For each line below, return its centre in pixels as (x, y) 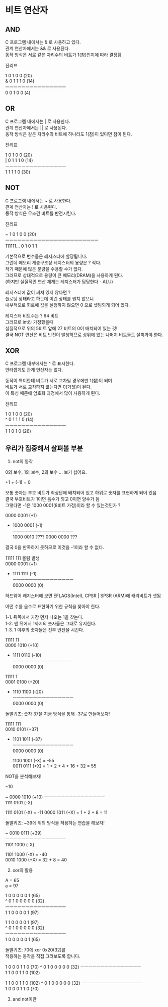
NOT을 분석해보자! (23, 776)
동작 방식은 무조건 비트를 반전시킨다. (41, 213)
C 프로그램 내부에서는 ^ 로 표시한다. (40, 363)
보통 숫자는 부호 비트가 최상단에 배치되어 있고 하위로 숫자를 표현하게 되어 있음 (81, 493)
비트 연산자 (27, 10)
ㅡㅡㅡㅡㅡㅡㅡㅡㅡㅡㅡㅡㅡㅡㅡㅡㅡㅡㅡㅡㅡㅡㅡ (52, 240)
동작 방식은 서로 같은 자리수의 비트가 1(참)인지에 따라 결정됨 (63, 55)
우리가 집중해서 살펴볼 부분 (44, 448)
